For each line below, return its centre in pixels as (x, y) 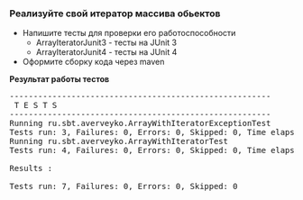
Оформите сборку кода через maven (93, 62)
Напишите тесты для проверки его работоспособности (129, 33)
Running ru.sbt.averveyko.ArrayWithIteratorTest (119, 141)
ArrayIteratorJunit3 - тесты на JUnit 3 (106, 42)
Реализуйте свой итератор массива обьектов (115, 14)
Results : (31, 168)
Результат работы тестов (60, 79)
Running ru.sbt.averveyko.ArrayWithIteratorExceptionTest (140, 123)
